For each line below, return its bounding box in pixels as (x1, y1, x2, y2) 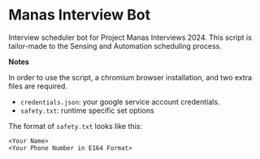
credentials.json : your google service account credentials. (19, 97, 220, 106)
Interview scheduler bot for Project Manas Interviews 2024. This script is (8, 32, 252, 42)
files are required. (8, 81, 67, 91)
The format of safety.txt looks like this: (8, 121, 142, 131)
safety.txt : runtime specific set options (19, 105, 154, 115)
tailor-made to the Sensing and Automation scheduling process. (8, 41, 222, 50)
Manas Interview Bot (8, 6, 151, 24)
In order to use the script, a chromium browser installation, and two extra (8, 72, 253, 82)
